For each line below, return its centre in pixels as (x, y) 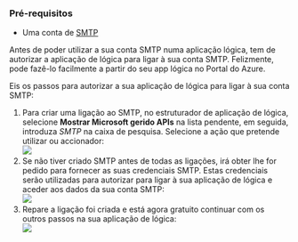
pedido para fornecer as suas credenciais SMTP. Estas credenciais (145, 171)
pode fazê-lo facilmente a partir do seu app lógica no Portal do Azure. (137, 69)
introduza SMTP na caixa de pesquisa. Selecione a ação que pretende (151, 132)
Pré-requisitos (41, 13)
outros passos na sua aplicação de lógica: (99, 219)
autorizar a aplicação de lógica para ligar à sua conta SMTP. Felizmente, (141, 60)
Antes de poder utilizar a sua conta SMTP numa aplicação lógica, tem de (142, 50)
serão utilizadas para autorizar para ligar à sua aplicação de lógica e (147, 180)
